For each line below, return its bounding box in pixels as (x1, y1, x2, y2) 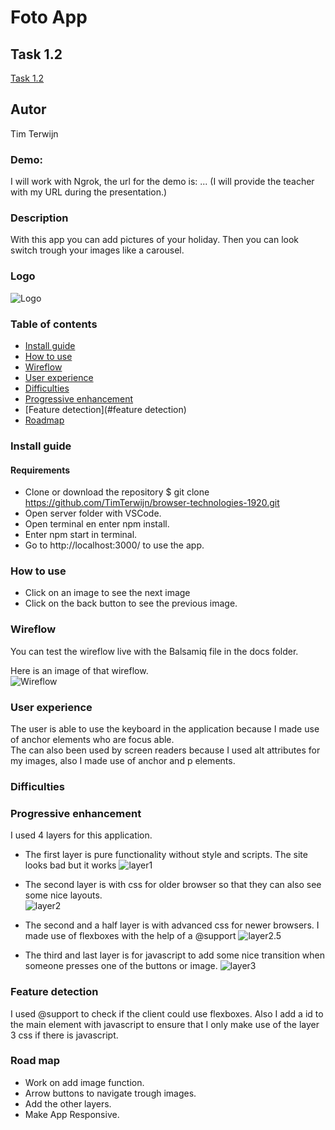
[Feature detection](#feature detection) (24, 404, 187, 415)
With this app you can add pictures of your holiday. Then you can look (10, 234, 300, 246)
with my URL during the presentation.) (10, 186, 168, 198)
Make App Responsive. (24, 1108, 120, 1120)
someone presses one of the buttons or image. (24, 960, 218, 972)
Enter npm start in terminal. (24, 529, 138, 541)
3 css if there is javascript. (10, 1029, 119, 1041)
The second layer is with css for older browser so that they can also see (24, 879, 322, 891)
